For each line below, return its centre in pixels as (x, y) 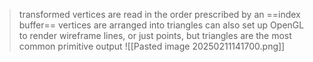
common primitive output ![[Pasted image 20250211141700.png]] (152, 46)
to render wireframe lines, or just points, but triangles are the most (155, 35)
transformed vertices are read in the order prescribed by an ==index (159, 14)
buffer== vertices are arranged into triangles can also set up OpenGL (161, 25)
